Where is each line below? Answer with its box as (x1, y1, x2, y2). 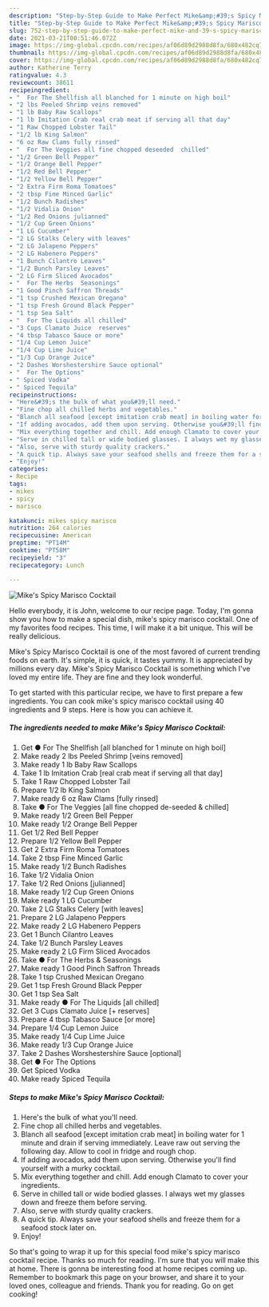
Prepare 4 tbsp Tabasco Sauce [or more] (20, 1014, 156, 1024)
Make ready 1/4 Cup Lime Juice (20, 1032, 125, 1042)
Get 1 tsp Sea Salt (20, 989, 79, 999)
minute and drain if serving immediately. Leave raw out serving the (20, 1138, 240, 1148)
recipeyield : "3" (9, 553, 67, 562)
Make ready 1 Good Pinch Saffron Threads (20, 964, 160, 974)
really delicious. (9, 631, 61, 640)
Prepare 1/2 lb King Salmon (20, 785, 110, 795)
